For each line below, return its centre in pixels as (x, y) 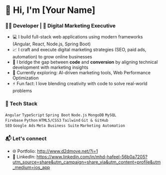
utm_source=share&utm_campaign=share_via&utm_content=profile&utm (86, 162)
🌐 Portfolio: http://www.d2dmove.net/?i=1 (55, 151)
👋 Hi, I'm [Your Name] (50, 10)
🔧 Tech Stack (21, 104)
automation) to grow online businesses (52, 57)
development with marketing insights (50, 67)
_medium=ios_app (31, 168)
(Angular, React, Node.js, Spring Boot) (52, 44)
